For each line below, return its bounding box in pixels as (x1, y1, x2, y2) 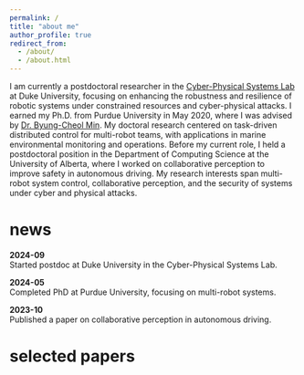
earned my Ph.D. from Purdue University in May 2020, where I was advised (9, 110, 293, 120)
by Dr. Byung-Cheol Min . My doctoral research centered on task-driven (9, 120, 278, 130)
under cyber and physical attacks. (9, 188, 138, 198)
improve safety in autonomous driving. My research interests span (9, 168, 259, 179)
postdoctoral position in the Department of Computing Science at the (9, 149, 269, 160)
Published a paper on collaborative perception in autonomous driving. (9, 314, 272, 325)
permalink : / (9, 13, 59, 23)
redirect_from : (9, 38, 68, 48)
